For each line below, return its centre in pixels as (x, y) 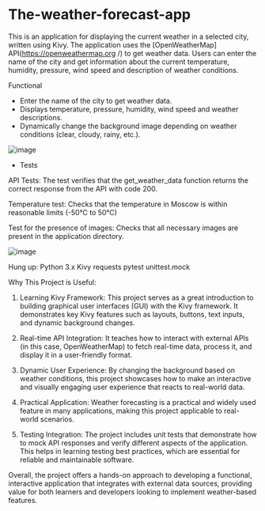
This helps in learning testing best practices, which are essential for (130, 451)
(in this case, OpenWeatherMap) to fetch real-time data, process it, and (136, 346)
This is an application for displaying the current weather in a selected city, (129, 36)
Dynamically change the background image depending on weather (128, 126)
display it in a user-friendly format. (76, 354)
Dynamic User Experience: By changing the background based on (127, 370)
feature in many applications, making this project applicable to (121, 411)
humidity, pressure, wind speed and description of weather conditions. (123, 70)
